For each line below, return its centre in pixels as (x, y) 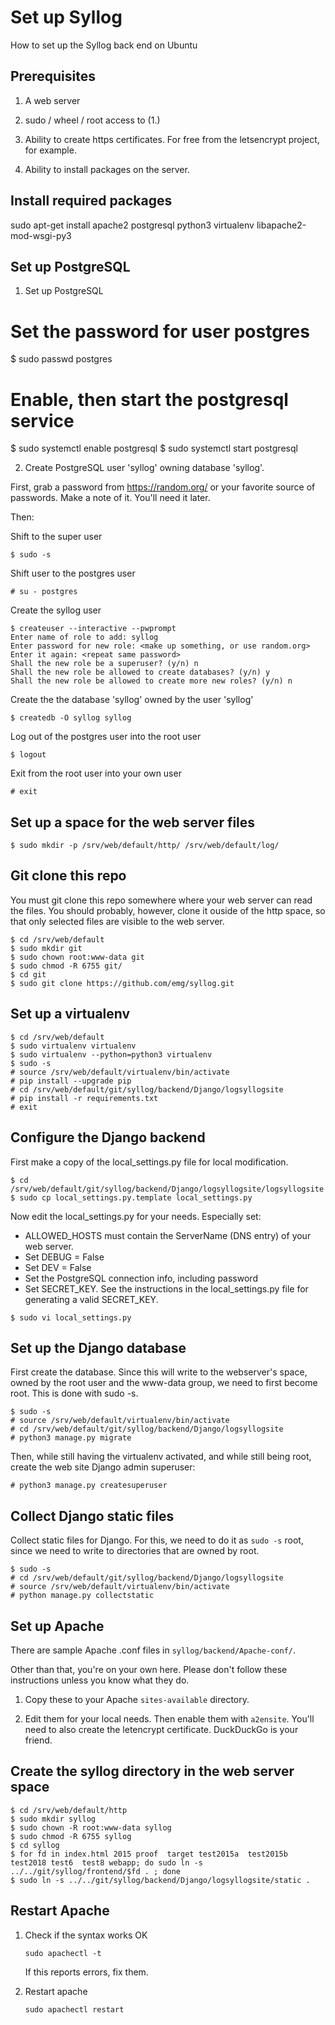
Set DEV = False (58, 1267)
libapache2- (281, 225)
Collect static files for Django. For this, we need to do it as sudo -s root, (157, 1540)
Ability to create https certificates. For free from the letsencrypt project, (172, 139)
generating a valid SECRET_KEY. (91, 1299)
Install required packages (91, 201)
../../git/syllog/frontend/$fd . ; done (96, 1871)
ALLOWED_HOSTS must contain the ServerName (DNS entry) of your (168, 1235)
